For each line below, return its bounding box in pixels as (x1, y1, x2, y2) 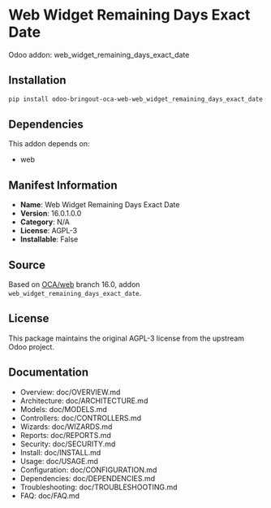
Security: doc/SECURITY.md (19, 439, 116, 449)
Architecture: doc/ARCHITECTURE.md (19, 396, 148, 406)
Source (8, 258, 46, 271)
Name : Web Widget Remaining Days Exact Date (19, 200, 180, 210)
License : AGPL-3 (19, 226, 78, 236)
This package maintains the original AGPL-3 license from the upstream (8, 333, 245, 343)
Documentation (8, 366, 89, 380)
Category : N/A (19, 217, 71, 227)
